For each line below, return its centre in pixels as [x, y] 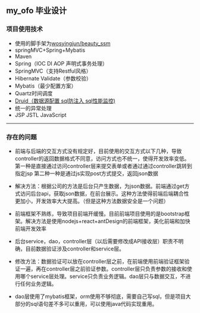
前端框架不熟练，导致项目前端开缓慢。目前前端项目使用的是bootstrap [100, 213]
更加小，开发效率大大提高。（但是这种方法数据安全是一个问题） [92, 201]
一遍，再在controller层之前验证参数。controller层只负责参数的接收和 [104, 269]
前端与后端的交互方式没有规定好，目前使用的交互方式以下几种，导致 [98, 151]
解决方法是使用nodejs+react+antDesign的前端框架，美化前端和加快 [108, 221]
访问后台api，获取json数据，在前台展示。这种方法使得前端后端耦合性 [104, 193]
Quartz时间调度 [34, 93]
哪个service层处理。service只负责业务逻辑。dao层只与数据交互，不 [103, 276]
